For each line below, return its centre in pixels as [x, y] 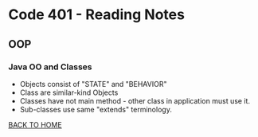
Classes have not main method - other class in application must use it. [135, 100]
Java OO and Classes [51, 67]
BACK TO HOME [35, 124]
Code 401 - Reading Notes [97, 15]
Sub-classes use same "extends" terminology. [96, 109]
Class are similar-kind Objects [69, 92]
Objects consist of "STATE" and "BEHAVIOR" [93, 84]
